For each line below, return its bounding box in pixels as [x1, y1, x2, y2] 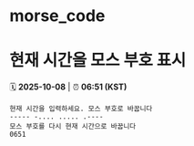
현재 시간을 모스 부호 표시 [9, 50, 187, 71]
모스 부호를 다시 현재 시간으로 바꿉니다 [9, 122, 137, 131]
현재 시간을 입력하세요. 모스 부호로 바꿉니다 [9, 104, 153, 114]
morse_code [9, 5, 106, 26]
